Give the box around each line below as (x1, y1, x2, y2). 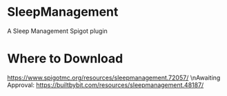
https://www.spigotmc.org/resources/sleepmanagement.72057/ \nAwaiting (7, 73, 221, 82)
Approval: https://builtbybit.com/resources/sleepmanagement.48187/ (7, 80, 204, 89)
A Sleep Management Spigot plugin (7, 27, 108, 35)
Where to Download (7, 51, 124, 67)
